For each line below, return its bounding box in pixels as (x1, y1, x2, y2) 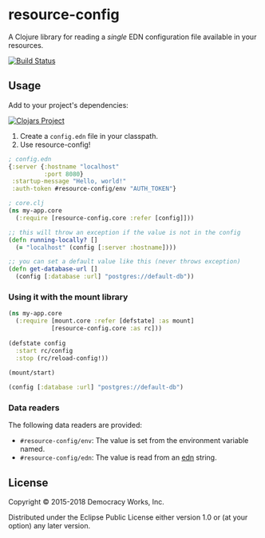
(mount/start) (8, 369, 56, 377)
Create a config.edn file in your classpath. (19, 131, 158, 140)
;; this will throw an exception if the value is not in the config (8, 228, 241, 236)
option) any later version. (8, 521, 90, 531)
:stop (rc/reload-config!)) (15, 354, 109, 362)
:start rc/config (15, 346, 73, 354)
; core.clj (8, 200, 45, 208)
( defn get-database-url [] (8, 265, 98, 273)
